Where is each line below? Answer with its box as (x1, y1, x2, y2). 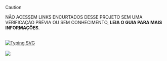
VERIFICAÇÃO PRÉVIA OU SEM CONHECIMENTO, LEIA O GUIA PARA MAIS (5, 20, 162, 25)
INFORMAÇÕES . (5, 25, 40, 31)
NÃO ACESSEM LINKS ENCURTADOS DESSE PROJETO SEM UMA (5, 14, 143, 20)
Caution (5, 5, 22, 10)
